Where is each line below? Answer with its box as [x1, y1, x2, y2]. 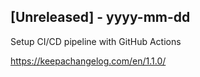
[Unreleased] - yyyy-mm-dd [10, 9, 191, 26]
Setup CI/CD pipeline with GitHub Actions [10, 35, 182, 47]
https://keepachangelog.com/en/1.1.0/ [10, 55, 167, 67]
